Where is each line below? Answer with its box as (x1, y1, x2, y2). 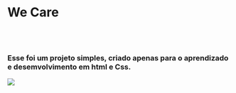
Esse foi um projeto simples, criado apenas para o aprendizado (7, 53, 229, 62)
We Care (7, 4, 59, 21)
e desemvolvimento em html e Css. (7, 62, 132, 72)
